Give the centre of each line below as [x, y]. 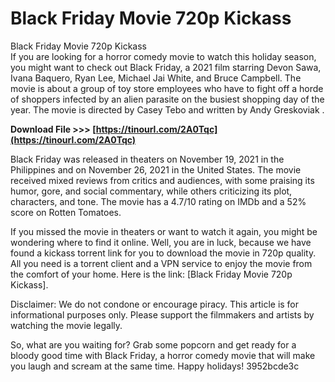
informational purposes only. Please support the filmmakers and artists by [162, 314]
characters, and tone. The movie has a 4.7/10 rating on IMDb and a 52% [158, 201]
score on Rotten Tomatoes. [66, 212]
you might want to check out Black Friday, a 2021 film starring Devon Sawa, [166, 67]
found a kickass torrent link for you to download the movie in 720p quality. [163, 253]
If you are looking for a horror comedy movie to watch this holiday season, [163, 56]
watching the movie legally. [66, 325]
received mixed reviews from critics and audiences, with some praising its [162, 180]
